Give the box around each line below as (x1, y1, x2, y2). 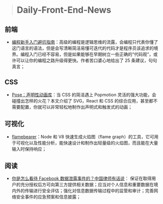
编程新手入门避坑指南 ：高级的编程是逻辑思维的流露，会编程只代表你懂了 (11, 39, 158, 45)
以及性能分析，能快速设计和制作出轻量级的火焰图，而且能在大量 (28, 140, 158, 146)
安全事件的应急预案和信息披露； (16, 194, 81, 200)
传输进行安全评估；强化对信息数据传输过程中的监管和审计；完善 (25, 188, 154, 194)
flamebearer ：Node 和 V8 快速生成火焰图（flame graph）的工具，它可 (11, 133, 155, 139)
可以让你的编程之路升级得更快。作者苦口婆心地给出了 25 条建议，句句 (16, 57, 158, 63)
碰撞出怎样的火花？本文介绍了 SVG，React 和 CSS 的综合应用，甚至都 (11, 98, 153, 103)
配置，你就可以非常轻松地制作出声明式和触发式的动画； (20, 104, 133, 110)
